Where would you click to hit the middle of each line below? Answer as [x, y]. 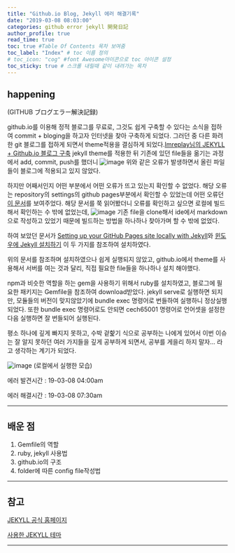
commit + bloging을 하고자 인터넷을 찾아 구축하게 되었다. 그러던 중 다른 [112, 136]
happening [31, 94]
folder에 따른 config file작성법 [59, 471]
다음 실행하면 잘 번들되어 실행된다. [54, 318]
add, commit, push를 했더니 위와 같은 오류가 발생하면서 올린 [116, 162]
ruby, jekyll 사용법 [42, 453]
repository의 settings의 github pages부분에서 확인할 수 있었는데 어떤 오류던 [119, 194]
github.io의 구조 [39, 462]
